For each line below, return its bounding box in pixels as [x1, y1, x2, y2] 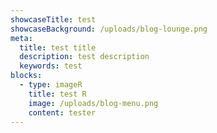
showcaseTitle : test [10, 14, 97, 25]
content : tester [28, 107, 97, 118]
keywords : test [19, 61, 83, 71]
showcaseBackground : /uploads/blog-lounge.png [10, 24, 208, 34]
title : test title [19, 42, 97, 53]
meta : [10, 33, 33, 43]
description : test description [19, 52, 150, 62]
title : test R [28, 89, 87, 99]
